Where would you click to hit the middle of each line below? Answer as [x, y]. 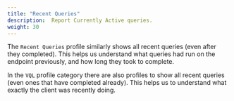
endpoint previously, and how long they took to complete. [91, 62]
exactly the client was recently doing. [62, 90]
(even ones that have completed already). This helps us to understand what [117, 83]
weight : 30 [23, 27]
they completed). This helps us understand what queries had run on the [111, 54]
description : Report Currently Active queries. [80, 20]
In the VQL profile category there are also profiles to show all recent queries [116, 75]
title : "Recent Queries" [44, 14]
